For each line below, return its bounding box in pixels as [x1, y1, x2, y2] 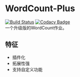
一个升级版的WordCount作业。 [5, 25, 67, 31]
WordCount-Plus [5, 3, 75, 14]
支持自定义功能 [12, 66, 43, 72]
